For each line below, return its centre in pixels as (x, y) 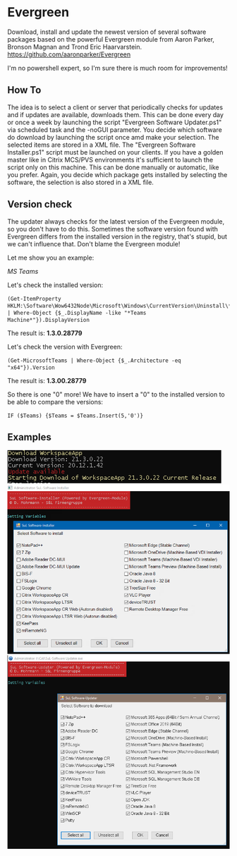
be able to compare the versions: (55, 402)
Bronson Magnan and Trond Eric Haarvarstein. (75, 47)
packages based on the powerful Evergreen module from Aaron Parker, (111, 39)
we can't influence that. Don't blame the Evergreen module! (94, 243)
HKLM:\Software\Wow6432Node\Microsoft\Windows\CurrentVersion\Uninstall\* (120, 306)
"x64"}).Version (31, 368)
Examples (29, 437)
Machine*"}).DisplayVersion (49, 320)
